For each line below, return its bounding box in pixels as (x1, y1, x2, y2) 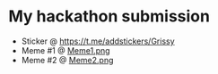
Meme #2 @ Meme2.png (21, 54, 114, 65)
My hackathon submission (8, 6, 210, 27)
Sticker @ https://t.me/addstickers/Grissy (21, 36, 176, 46)
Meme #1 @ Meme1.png (21, 45, 110, 55)
